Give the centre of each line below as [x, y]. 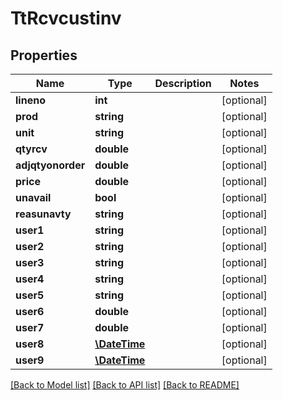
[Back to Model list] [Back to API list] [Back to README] [125, 385]
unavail [33, 197]
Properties [44, 55]
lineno [30, 100]
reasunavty [43, 214]
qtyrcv [31, 149]
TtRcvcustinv [66, 18]
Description [183, 83]
